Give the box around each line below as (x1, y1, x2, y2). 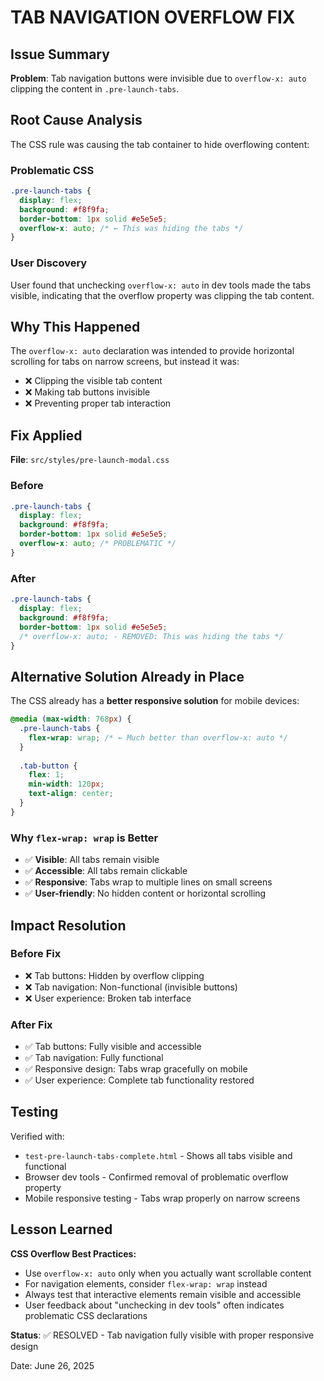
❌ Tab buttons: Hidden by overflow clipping (24, 969, 205, 981)
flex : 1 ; (28, 770, 65, 780)
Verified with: (10, 1130, 65, 1142)
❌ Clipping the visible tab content (24, 375, 163, 387)
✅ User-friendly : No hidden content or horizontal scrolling (24, 887, 267, 900)
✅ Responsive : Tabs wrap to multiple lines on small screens (24, 876, 273, 888)
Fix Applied (10, 427, 83, 444)
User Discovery (10, 256, 88, 270)
